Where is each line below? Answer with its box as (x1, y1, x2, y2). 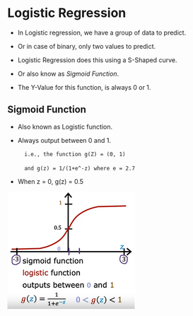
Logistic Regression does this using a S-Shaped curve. (17, 55, 177, 64)
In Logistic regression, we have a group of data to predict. (17, 28, 187, 37)
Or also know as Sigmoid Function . (17, 69, 119, 78)
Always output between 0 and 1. (17, 136, 112, 144)
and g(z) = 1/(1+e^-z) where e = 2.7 (24, 165, 136, 172)
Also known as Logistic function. (17, 122, 113, 131)
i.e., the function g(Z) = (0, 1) (24, 151, 126, 158)
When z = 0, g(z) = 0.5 (17, 177, 83, 185)
